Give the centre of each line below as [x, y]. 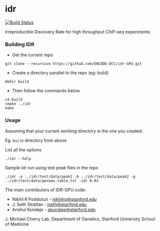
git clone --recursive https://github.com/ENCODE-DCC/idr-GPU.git [73, 64]
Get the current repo [32, 55]
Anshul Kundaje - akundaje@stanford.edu [54, 209]
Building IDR [20, 44]
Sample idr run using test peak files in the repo [52, 167]
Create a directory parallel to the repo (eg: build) [60, 73]
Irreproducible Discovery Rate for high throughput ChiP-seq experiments [78, 32]
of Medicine [17, 224]
